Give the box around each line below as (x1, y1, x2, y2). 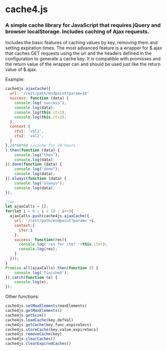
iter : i (18, 228, 33, 233)
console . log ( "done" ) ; (14, 167, 60, 172)
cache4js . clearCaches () (5, 336, 56, 341)
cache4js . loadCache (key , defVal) (5, 317, 73, 323)
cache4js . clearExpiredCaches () (5, 341, 71, 346)
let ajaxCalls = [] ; (5, 204, 49, 209)
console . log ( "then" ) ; (14, 152, 60, 157)
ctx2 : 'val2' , (14, 134, 44, 139)
